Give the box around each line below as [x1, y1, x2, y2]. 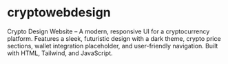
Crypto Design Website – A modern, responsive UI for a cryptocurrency [7, 27, 210, 35]
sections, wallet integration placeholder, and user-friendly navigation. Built [7, 42, 218, 50]
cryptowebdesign [7, 5, 112, 20]
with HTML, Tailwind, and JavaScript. [7, 49, 113, 57]
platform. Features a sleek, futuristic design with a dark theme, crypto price [7, 34, 222, 42]
